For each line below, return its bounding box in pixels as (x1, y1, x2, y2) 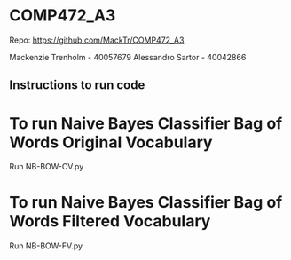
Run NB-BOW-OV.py (9, 162, 84, 172)
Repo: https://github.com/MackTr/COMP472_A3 (9, 35, 185, 45)
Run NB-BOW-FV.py (9, 240, 83, 251)
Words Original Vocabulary (9, 132, 213, 152)
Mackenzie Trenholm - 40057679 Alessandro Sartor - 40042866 (9, 51, 247, 62)
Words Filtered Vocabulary (9, 211, 211, 232)
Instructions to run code (9, 77, 145, 93)
